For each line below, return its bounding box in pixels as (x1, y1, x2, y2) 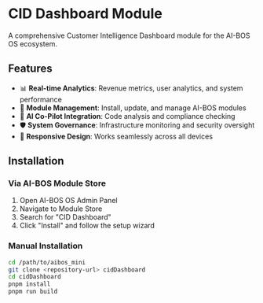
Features (8, 62, 53, 76)
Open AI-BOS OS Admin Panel (19, 196, 118, 205)
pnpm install (8, 280, 51, 288)
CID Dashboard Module (8, 5, 163, 23)
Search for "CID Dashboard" (19, 212, 111, 222)
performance (19, 94, 63, 104)
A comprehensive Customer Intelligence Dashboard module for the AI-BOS (8, 31, 250, 40)
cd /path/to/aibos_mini (8, 258, 86, 266)
